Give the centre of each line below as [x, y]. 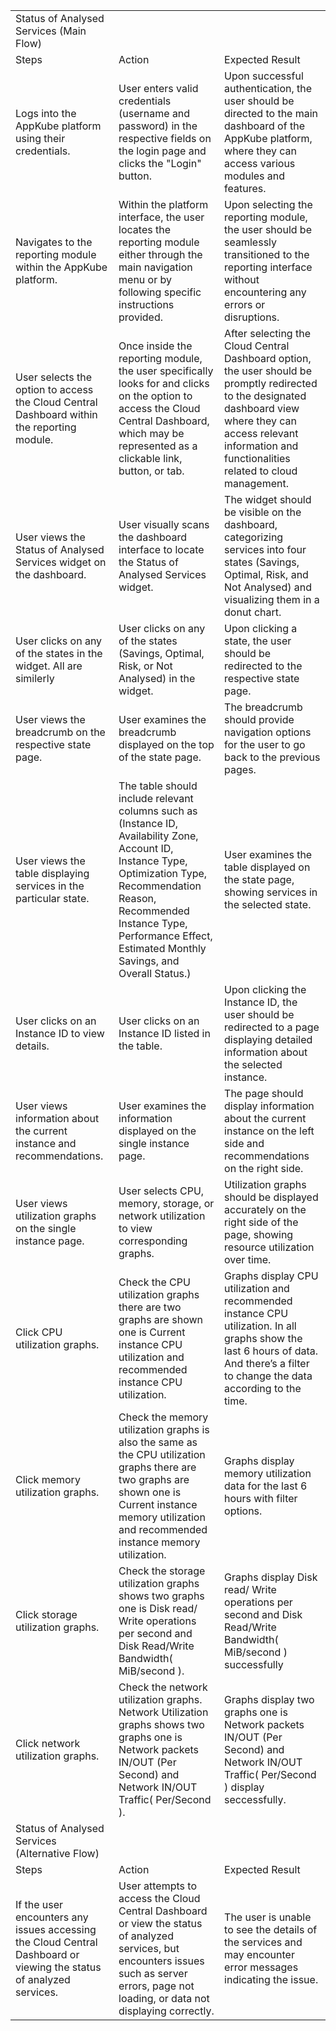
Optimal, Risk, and [266, 574]
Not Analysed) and [268, 587]
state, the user [258, 641]
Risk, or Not [145, 666]
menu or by [145, 279]
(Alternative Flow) [57, 1853]
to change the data [268, 1376]
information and [261, 446]
